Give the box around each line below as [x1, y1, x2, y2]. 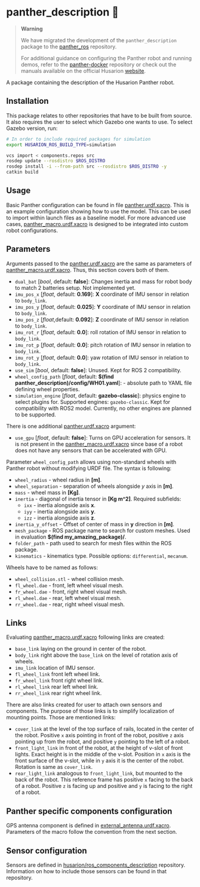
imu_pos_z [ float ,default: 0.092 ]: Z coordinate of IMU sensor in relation [14, 316, 189, 323]
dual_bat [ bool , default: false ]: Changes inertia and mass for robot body [14, 277, 192, 285]
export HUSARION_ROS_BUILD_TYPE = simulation [6, 141, 116, 148]
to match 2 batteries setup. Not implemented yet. [14, 284, 136, 291]
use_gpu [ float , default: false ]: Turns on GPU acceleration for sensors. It [14, 434, 191, 441]
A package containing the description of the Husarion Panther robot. [6, 79, 175, 86]
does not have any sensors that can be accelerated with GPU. [14, 447, 167, 454]
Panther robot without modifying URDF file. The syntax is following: [6, 465, 172, 472]
